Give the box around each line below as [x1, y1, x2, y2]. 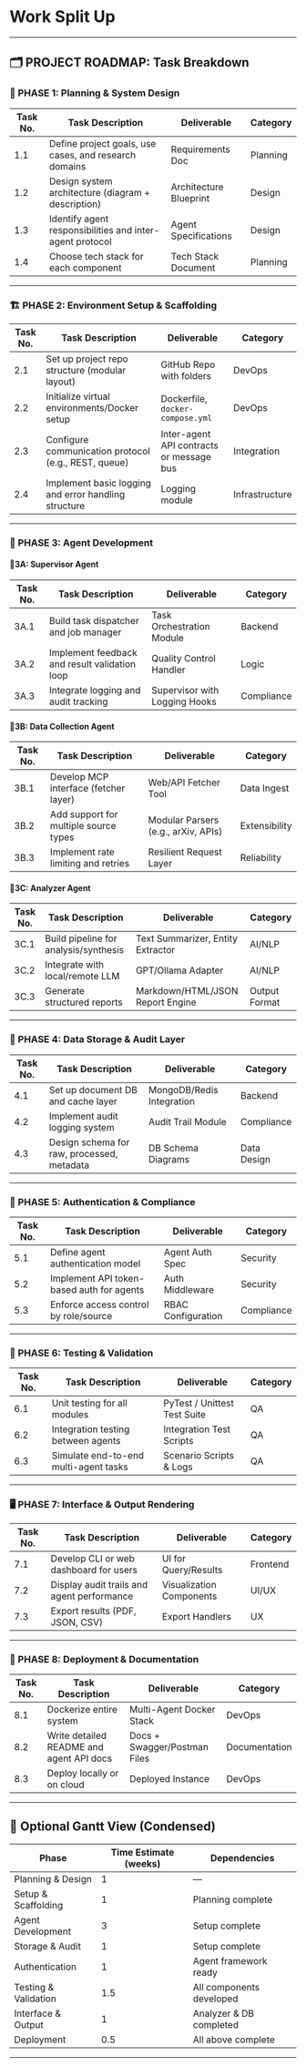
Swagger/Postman [128, 1740, 209, 1753]
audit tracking [48, 695, 108, 708]
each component [48, 261, 122, 274]
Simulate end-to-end [51, 1449, 144, 1462]
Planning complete [192, 1893, 273, 1906]
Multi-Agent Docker [128, 1703, 216, 1715]
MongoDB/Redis [148, 1083, 219, 1096]
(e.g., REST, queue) [45, 455, 129, 468]
